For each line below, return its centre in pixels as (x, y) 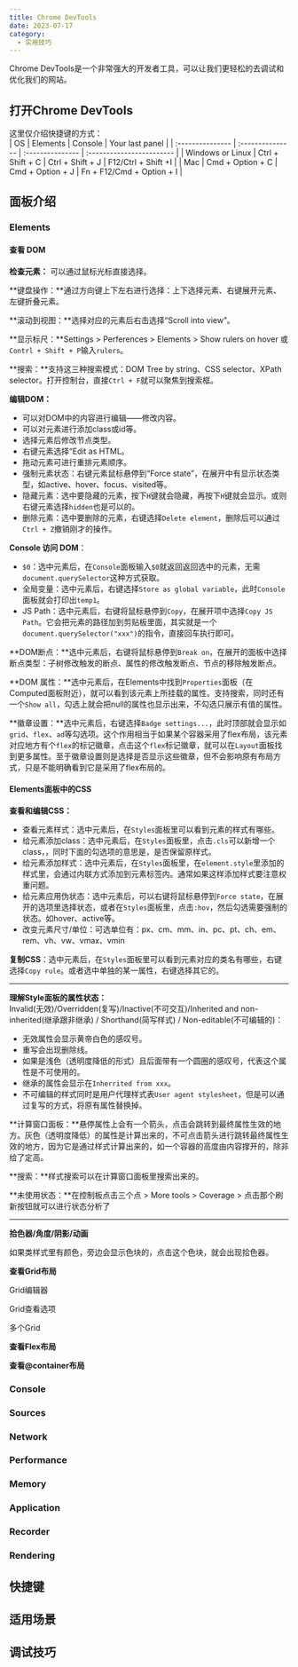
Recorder (30, 1532)
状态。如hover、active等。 (71, 918)
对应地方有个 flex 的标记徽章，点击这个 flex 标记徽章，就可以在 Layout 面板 (142, 745)
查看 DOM (27, 249)
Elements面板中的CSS (51, 789)
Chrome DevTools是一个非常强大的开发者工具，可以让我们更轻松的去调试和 (147, 68)
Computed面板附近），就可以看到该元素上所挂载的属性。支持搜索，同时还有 (147, 692)
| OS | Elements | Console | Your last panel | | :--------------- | (123, 144)
